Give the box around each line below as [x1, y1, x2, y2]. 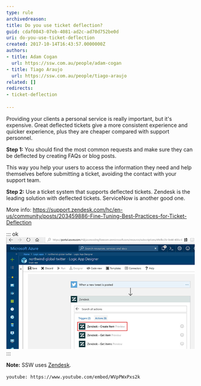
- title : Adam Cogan [6, 54, 58, 60]
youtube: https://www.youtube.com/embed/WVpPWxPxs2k [6, 374, 141, 380]
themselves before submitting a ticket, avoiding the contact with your [6, 170, 177, 177]
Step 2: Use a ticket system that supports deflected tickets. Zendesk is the [6, 188, 190, 195]
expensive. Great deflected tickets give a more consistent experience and [6, 121, 188, 129]
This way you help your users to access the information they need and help [6, 163, 192, 171]
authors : [6, 48, 28, 54]
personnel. [6, 134, 33, 141]
